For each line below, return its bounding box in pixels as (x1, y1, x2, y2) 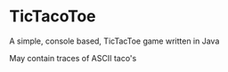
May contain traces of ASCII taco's (9, 52, 137, 63)
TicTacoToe (9, 6, 96, 27)
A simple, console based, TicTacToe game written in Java (9, 36, 220, 46)
